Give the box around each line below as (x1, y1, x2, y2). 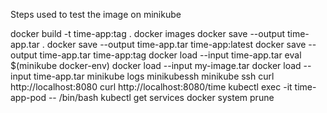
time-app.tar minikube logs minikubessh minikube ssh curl (33, 70, 275, 82)
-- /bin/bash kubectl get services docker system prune (48, 92, 275, 103)
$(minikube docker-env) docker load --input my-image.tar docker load (10, 60, 302, 71)
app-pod (10, 92, 47, 103)
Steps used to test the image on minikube (10, 9, 182, 20)
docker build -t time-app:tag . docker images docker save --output (10, 28, 285, 39)
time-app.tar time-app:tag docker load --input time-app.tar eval (39, 49, 302, 61)
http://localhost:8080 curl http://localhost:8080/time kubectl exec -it (10, 81, 293, 93)
